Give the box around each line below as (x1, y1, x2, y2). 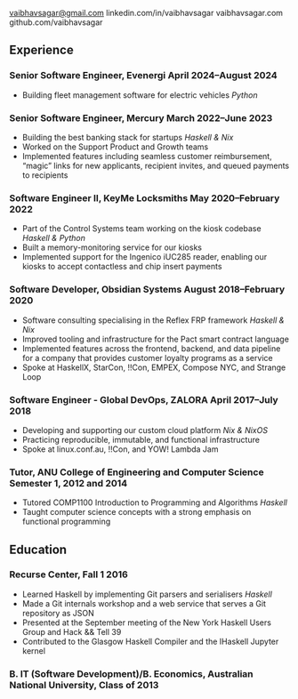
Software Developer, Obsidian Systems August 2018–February (9, 284, 286, 296)
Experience (9, 43, 74, 58)
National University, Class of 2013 (9, 679, 159, 691)
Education (9, 542, 68, 557)
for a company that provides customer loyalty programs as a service (21, 352, 273, 363)
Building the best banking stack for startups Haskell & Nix (21, 132, 234, 142)
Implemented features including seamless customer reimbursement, (21, 150, 273, 161)
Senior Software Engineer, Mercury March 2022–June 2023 (9, 111, 273, 124)
